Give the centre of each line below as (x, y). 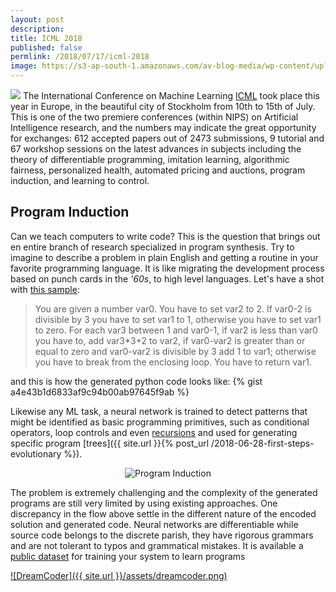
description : (37, 29)
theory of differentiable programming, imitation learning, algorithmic (150, 159)
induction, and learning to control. (80, 180)
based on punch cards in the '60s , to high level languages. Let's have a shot (167, 278)
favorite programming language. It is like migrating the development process (167, 268)
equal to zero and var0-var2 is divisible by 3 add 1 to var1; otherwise (175, 351)
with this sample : (45, 289)
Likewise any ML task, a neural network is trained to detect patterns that (159, 411)
